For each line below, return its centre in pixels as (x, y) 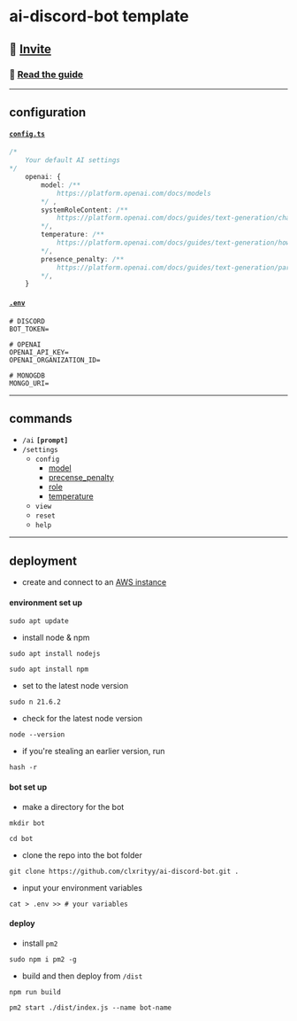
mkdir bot (27, 823)
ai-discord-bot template (99, 16)
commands (41, 418)
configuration (48, 113)
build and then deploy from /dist (82, 976)
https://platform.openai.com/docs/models (134, 193)
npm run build (35, 992)
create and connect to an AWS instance (94, 582)
